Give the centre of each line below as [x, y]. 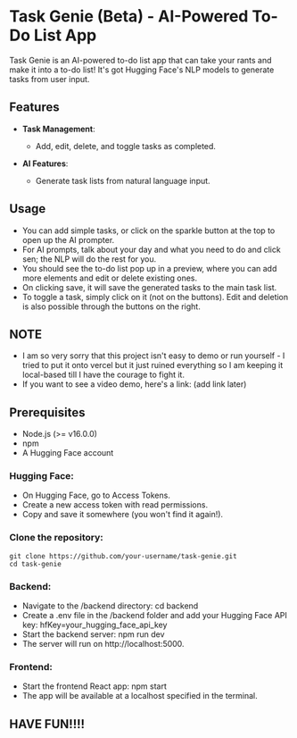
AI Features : [45, 164]
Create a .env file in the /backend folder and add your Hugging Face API [155, 616]
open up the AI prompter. [68, 239]
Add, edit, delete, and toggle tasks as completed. [126, 146]
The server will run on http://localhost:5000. [103, 644]
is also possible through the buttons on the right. [111, 306]
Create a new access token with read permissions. [115, 505]
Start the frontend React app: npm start [94, 686]
